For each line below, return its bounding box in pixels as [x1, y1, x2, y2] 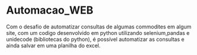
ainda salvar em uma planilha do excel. [6, 42, 101, 49]
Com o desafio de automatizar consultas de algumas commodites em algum [6, 23, 192, 30]
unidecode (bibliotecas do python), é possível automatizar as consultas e [6, 35, 185, 43]
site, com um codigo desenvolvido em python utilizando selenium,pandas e [6, 29, 190, 36]
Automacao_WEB [6, 4, 93, 17]
